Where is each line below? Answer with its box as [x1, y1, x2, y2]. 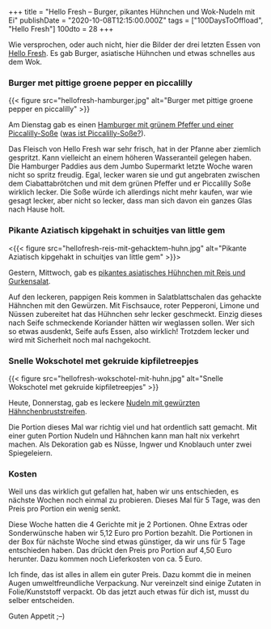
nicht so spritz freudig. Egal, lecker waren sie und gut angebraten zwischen [8, 170, 260, 180]
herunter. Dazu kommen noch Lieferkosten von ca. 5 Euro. [8, 554, 203, 564]
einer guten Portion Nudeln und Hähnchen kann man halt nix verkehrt [8, 430, 240, 440]
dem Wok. [8, 57, 43, 66]
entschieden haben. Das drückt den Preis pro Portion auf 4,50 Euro [8, 546, 232, 555]
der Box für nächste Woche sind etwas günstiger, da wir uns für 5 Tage [8, 537, 246, 546]
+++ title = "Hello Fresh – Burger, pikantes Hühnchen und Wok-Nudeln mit [8, 7, 256, 16]
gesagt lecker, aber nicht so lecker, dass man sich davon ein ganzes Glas [8, 196, 252, 206]
